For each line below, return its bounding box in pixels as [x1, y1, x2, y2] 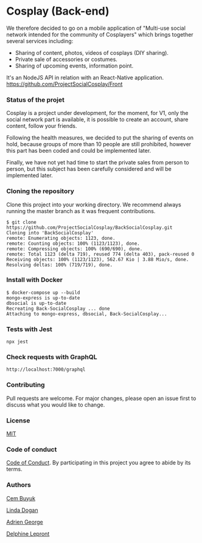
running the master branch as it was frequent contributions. [6, 207, 156, 214]
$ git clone [6, 219, 37, 225]
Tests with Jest [6, 324, 53, 333]
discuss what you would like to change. [6, 401, 105, 408]
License [6, 416, 30, 424]
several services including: [6, 37, 74, 44]
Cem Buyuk [6, 494, 35, 502]
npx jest [6, 339, 29, 345]
